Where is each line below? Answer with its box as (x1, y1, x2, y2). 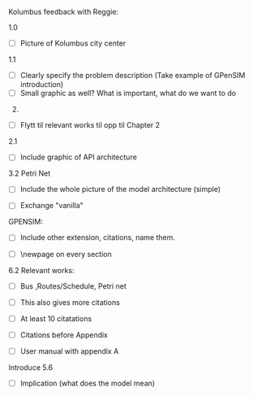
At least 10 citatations (19, 313, 92, 324)
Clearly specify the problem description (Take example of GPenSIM (19, 71, 246, 81)
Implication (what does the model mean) (19, 378, 156, 388)
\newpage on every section (19, 249, 112, 259)
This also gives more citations (19, 297, 120, 307)
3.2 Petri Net (8, 168, 51, 178)
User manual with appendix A (19, 346, 119, 356)
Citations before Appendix (19, 329, 108, 340)
